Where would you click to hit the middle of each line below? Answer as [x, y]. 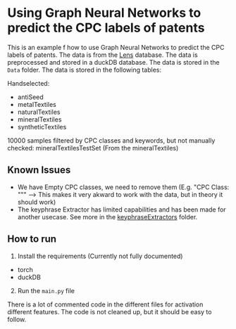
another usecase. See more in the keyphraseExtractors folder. [107, 217]
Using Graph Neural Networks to [104, 13]
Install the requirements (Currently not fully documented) [100, 256]
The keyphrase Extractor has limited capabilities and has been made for [122, 209]
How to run [32, 239]
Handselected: [29, 83]
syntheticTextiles [42, 127]
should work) [37, 202]
